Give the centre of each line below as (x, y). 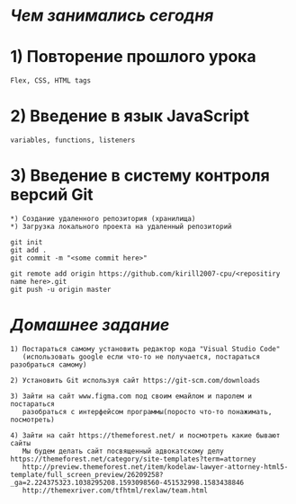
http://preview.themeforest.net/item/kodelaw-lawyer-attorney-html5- (155, 467)
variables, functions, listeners (73, 140)
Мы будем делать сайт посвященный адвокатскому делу (123, 451)
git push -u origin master (61, 289)
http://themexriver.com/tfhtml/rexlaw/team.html (115, 491)
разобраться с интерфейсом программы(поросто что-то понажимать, (147, 411)
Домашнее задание (90, 325)
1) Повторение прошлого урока (133, 57)
